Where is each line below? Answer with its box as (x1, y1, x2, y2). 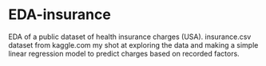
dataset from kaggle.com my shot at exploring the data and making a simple (8, 40, 259, 49)
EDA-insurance (8, 6, 112, 24)
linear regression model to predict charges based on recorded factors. (8, 49, 240, 58)
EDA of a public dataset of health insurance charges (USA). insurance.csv (8, 32, 252, 41)
